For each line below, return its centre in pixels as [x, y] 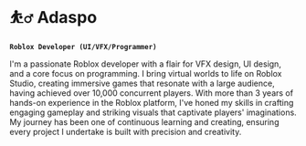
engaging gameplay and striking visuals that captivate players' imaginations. [153, 112]
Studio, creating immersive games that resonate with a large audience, [142, 83]
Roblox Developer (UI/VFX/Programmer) [83, 47]
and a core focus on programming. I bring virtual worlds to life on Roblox [146, 73]
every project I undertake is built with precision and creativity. [126, 131]
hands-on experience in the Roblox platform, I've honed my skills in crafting [152, 102]
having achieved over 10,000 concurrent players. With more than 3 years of [152, 93]
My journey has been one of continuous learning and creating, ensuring [144, 121]
